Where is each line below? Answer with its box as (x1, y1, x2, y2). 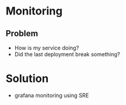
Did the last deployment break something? (14, 51, 121, 58)
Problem (5, 28, 39, 39)
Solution (5, 72, 49, 86)
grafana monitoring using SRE (14, 92, 89, 99)
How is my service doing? (14, 44, 79, 51)
